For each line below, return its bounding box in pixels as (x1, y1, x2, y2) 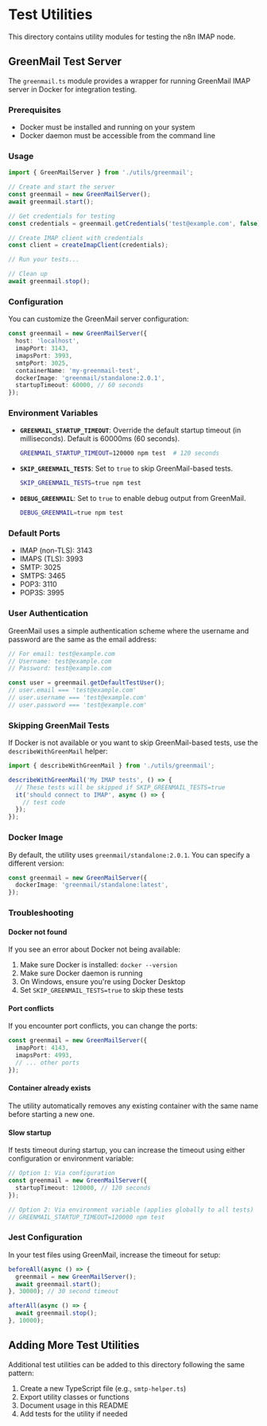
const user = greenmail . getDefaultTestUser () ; (8, 679, 165, 687)
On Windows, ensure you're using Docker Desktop (19, 977, 186, 986)
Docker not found (8, 927, 68, 936)
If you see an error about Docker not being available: (8, 944, 181, 955)
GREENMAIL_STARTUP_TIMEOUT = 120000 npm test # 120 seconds (19, 449, 220, 458)
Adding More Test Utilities (8, 1339, 140, 1352)
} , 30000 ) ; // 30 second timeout (8, 1288, 119, 1296)
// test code (22, 798, 66, 806)
